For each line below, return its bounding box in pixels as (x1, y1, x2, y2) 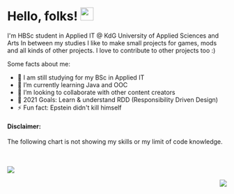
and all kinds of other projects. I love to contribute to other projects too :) (7, 46, 216, 54)
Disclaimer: (7, 122, 42, 130)
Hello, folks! (7, 8, 78, 24)
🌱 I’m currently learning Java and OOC (17, 80, 128, 89)
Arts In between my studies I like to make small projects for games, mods (7, 38, 217, 47)
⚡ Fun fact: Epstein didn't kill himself (17, 103, 122, 112)
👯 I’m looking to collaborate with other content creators (17, 88, 175, 96)
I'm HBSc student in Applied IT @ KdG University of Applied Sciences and (7, 31, 219, 40)
